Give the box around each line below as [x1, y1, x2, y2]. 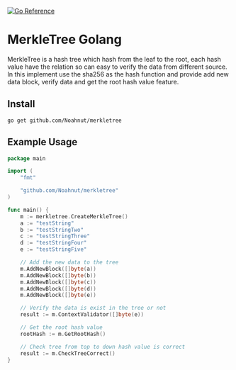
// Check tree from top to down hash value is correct [20, 343, 186, 350]
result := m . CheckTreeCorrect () [20, 349, 116, 357]
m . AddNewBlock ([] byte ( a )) [20, 265, 97, 272]
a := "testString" [20, 220, 74, 227]
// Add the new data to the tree [20, 259, 119, 266]
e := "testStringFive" [20, 246, 87, 253]
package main [7, 155, 46, 162]
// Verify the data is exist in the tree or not [20, 305, 167, 312]
